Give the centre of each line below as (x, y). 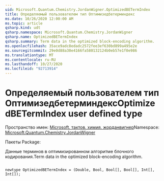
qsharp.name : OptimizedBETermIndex (41, 37)
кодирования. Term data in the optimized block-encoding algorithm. (74, 157)
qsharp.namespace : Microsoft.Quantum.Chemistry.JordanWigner (69, 32)
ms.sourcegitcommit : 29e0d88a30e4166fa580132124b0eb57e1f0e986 (71, 50)
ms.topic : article (24, 23)
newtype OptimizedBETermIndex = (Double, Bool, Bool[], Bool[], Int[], (80, 170)
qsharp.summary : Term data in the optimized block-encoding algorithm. (80, 42)
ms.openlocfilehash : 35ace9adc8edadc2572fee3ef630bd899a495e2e (71, 46)
